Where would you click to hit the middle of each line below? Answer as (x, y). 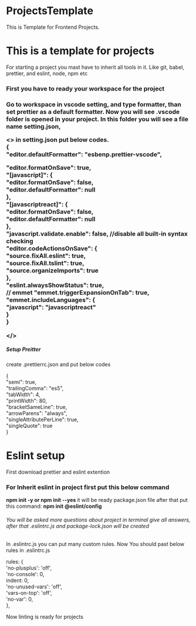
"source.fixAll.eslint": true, (46, 256)
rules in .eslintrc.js (28, 550)
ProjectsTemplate (50, 11)
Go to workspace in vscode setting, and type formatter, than (94, 104)
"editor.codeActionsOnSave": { (52, 249)
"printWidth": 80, (27, 400)
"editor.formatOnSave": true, (49, 168)
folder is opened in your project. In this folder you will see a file (97, 119)
